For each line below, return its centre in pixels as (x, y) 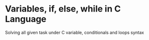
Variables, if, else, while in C (63, 9)
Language (26, 19)
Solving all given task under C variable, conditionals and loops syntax (75, 32)
